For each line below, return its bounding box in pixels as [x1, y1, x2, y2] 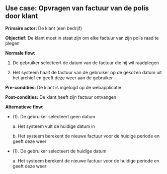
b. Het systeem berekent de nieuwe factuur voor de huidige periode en [12, 133, 160, 139]
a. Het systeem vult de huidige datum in [12, 123, 96, 129]
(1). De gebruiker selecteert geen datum [12, 113, 96, 119]
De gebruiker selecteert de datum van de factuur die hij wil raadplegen [12, 60, 159, 66]
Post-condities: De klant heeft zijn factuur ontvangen [5, 94, 117, 100]
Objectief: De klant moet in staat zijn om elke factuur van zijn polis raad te [5, 35, 159, 41]
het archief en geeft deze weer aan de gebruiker [12, 75, 113, 81]
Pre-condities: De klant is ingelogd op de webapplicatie [5, 84, 122, 90]
